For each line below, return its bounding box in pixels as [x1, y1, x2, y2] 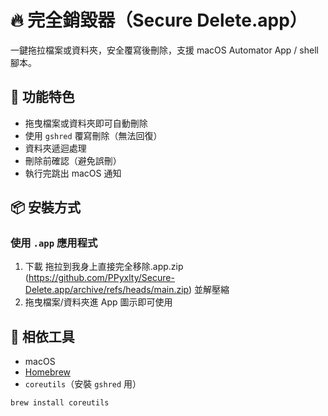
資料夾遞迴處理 [24, 142, 87, 154]
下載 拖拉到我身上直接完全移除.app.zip [24, 261, 184, 273]
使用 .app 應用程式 [10, 236, 98, 250]
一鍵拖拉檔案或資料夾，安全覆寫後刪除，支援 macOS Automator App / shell [10, 44, 319, 56]
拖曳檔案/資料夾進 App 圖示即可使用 [24, 296, 173, 308]
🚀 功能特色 [10, 89, 75, 106]
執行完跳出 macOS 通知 [24, 167, 122, 179]
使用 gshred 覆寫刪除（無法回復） [24, 129, 163, 141]
